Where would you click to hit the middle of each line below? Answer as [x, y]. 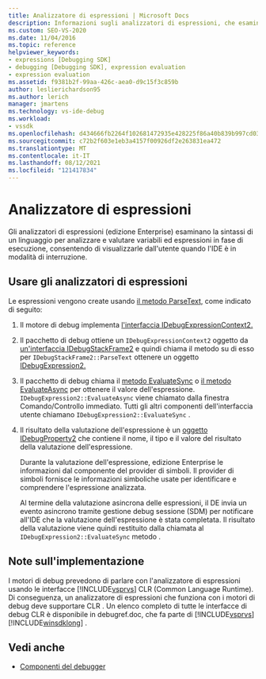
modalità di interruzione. [48, 257]
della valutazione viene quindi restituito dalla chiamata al [112, 527]
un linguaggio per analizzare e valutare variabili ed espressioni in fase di [126, 240]
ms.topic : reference [42, 45]
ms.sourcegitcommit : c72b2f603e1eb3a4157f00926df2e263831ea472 [115, 141]
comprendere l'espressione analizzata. [83, 487]
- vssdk [21, 126]
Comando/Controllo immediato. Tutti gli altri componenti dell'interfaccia [136, 406]
